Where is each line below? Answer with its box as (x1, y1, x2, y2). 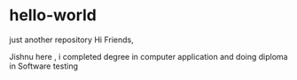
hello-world (9, 5, 98, 25)
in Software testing (9, 61, 78, 71)
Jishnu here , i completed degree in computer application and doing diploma (9, 51, 288, 62)
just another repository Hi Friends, (9, 34, 135, 45)
